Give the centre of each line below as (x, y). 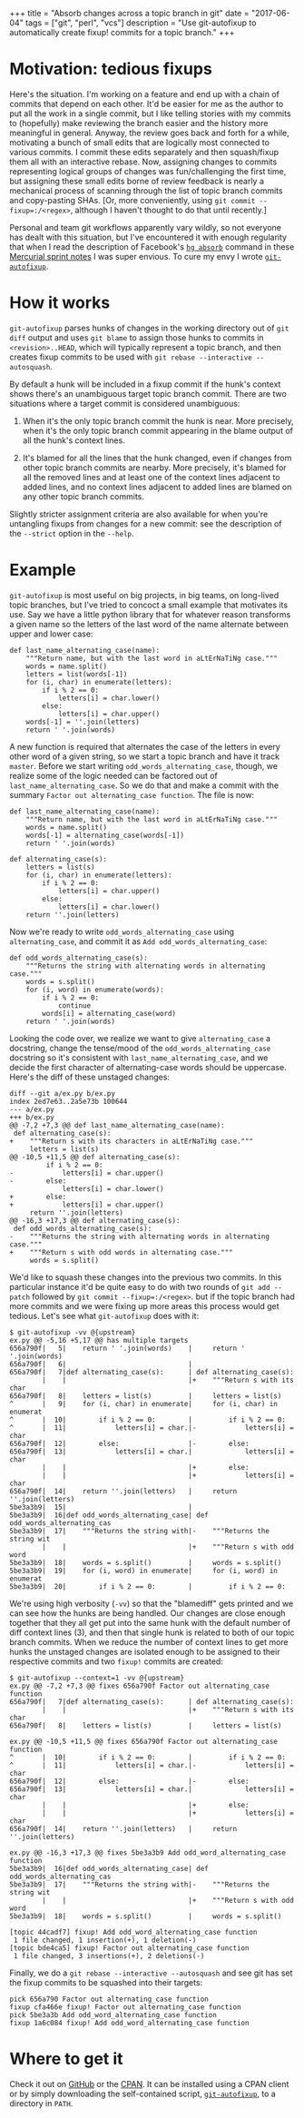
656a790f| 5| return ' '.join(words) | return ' (127, 1348)
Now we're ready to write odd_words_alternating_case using (122, 931)
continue (74, 1005)
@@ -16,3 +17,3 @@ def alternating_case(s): (95, 1220)
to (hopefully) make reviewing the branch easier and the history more (139, 123)
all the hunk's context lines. (74, 440)
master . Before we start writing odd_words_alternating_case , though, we (144, 765)
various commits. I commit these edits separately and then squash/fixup (144, 152)
